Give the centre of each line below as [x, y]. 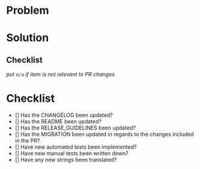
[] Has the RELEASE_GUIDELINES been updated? [75, 128]
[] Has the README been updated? [58, 122]
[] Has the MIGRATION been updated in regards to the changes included [104, 134]
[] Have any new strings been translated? [66, 160]
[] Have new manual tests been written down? [72, 153]
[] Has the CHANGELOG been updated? [64, 115]
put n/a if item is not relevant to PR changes [61, 74]
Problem [28, 10]
